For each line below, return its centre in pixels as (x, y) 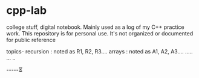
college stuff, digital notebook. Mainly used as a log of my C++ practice (95, 27)
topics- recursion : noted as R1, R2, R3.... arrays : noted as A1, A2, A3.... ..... (99, 51)
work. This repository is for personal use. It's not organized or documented (100, 33)
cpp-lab (27, 10)
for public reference (31, 40)
